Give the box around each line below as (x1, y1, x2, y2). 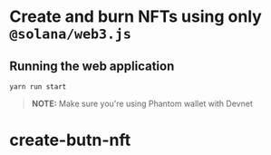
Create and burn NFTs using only (9, 6, 263, 27)
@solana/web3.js (9, 25, 131, 43)
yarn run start (9, 82, 67, 92)
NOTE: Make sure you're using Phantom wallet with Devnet (31, 98, 254, 109)
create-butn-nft (9, 130, 131, 150)
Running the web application (9, 58, 175, 73)
